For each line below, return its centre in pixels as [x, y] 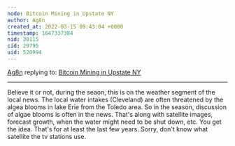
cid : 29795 [23, 46]
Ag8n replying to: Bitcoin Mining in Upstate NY [74, 72]
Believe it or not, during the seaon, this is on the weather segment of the [111, 92]
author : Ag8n [26, 20]
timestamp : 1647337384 [40, 33]
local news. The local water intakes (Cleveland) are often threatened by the [115, 99]
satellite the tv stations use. [47, 136]
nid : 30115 [23, 40]
